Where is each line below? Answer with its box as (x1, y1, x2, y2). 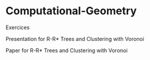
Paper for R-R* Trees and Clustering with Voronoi (5, 46, 128, 54)
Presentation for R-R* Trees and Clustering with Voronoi (5, 35, 145, 42)
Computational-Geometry (5, 4, 137, 18)
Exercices (5, 24, 30, 31)
